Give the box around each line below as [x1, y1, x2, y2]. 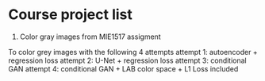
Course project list [8, 6, 132, 24]
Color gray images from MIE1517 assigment [19, 32, 161, 41]
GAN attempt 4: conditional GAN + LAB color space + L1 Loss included [8, 64, 239, 73]
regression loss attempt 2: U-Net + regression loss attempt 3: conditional [8, 56, 248, 65]
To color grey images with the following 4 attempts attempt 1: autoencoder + [8, 47, 258, 56]
